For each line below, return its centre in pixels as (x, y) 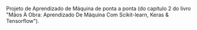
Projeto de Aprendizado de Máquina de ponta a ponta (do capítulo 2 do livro (98, 9)
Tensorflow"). (23, 21)
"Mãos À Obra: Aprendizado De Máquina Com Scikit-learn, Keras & (88, 15)
